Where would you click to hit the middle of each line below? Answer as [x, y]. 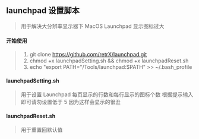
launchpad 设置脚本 [43, 11]
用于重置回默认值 [42, 130]
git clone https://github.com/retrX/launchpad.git [88, 55]
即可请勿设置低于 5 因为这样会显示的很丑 [70, 102]
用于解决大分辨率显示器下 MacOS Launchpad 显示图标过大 [92, 26]
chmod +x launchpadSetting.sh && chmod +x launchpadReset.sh [109, 61]
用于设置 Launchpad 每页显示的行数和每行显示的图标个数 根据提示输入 [107, 94]
